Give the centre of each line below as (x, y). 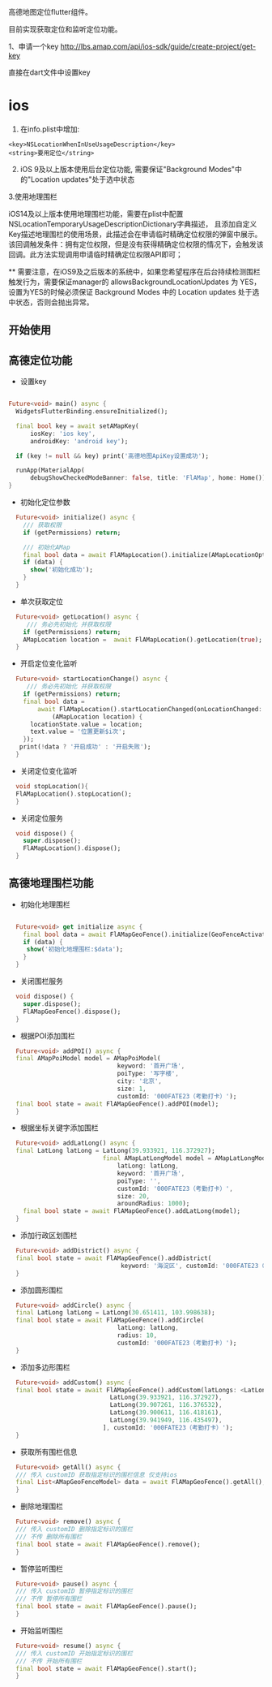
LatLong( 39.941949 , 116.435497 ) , (166, 1420)
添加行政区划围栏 (49, 1236)
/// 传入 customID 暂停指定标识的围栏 (74, 1591)
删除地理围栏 (41, 1506)
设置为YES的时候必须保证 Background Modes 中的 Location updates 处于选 (134, 291)
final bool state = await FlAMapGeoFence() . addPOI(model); (117, 1104)
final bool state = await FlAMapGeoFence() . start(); (106, 1668)
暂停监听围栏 (41, 1568)
